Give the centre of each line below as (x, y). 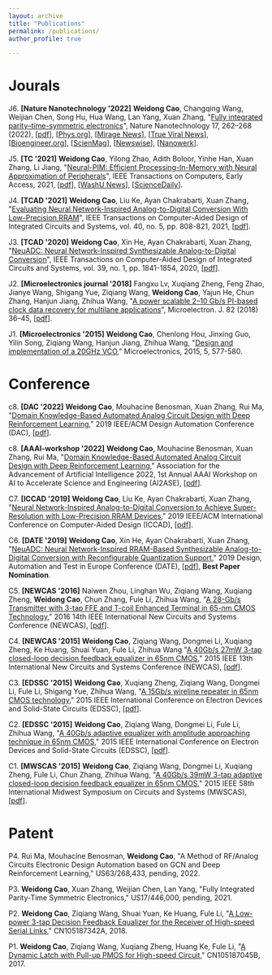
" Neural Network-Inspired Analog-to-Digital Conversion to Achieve (120, 507)
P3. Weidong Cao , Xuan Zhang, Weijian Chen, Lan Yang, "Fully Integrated (132, 889)
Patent (31, 834)
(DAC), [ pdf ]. (30, 433)
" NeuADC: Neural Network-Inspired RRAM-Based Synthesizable (116, 549)
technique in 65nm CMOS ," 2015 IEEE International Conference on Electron (134, 742)
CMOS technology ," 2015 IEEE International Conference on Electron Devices (136, 700)
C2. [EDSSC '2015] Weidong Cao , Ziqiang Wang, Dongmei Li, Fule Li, (125, 725)
